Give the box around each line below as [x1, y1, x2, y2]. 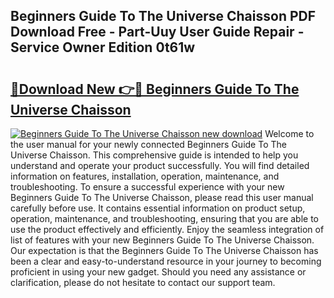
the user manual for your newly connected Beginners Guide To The [10, 139, 287, 150]
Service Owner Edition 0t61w [10, 39, 196, 56]
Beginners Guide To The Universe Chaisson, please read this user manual [10, 192, 314, 203]
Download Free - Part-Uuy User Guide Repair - [10, 24, 305, 41]
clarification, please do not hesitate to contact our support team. [10, 277, 276, 288]
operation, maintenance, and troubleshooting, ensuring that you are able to [10, 213, 320, 224]
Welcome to [264, 128, 315, 139]
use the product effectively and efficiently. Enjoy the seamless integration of [10, 224, 325, 235]
